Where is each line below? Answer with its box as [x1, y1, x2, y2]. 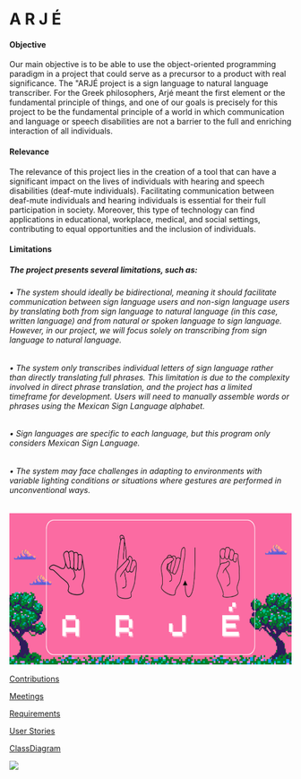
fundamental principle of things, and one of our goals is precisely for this [9, 97, 278, 108]
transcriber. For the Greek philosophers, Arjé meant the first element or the [9, 88, 286, 99]
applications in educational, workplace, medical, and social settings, [9, 213, 262, 224]
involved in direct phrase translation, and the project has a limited [9, 381, 253, 392]
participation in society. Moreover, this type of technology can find [9, 204, 255, 215]
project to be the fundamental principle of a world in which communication [9, 107, 285, 117]
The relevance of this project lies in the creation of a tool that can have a [9, 166, 277, 177]
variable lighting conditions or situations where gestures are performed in [9, 475, 282, 486]
